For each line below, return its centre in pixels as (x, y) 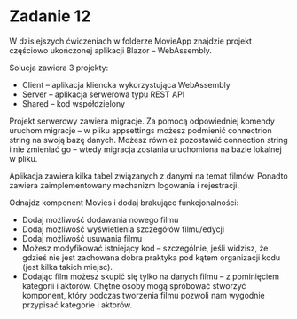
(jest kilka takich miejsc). (67, 267)
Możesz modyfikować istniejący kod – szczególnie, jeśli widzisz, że (145, 248)
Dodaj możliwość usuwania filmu (82, 238)
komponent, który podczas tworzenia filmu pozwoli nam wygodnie (143, 295)
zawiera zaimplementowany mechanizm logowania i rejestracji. (124, 185)
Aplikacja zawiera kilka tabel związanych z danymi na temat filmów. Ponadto (148, 176)
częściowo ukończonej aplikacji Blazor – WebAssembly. (111, 50)
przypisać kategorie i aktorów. (77, 305)
